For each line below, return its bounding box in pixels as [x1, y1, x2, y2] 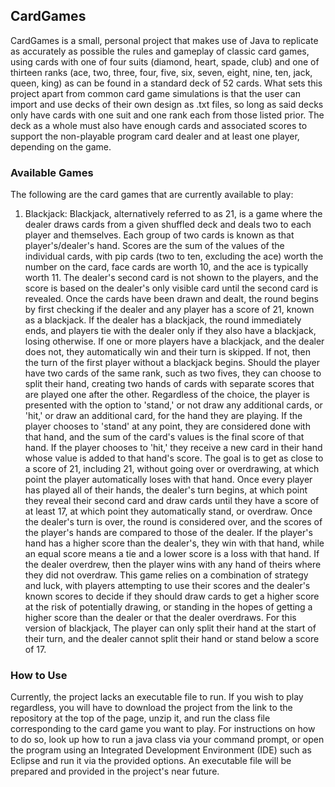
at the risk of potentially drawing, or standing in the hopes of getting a [24, 601, 313, 613]
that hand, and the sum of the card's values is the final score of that [24, 431, 305, 443]
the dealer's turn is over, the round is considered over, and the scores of [24, 516, 323, 528]
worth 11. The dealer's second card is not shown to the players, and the [24, 272, 319, 284]
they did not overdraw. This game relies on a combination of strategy [24, 569, 309, 581]
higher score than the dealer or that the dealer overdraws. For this [24, 612, 297, 624]
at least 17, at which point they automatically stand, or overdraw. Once [24, 505, 313, 518]
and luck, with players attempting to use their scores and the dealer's [24, 580, 311, 592]
